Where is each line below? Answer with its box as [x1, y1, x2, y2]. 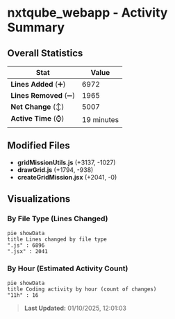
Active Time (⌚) [10, 114, 65, 123]
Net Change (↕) [10, 102, 65, 112]
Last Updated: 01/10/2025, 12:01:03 [24, 304, 127, 312]
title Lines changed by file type [7, 236, 108, 243]
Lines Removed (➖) [10, 91, 75, 100]
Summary [7, 19, 65, 35]
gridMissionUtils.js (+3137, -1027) [17, 158, 116, 166]
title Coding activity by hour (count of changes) [7, 286, 157, 293]
